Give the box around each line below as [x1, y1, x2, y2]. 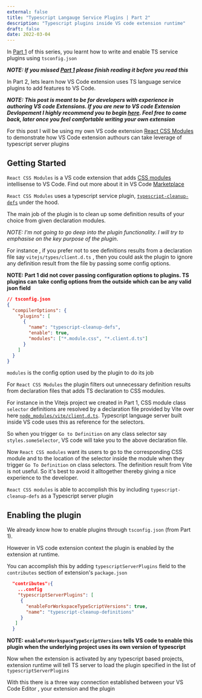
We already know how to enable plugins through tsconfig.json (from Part [7, 526, 191, 534]
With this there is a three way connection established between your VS [7, 679, 184, 686]
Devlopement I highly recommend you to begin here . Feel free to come [7, 109, 187, 117]
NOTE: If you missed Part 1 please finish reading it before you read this [7, 66, 189, 73]
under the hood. [19, 198, 59, 206]
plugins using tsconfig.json [7, 55, 77, 62]
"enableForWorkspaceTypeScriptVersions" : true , [25, 603, 148, 609]
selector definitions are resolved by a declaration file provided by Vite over [7, 405, 194, 413]
